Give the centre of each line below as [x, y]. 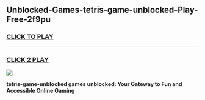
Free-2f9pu [28, 20]
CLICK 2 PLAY [27, 59]
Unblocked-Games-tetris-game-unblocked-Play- [102, 10]
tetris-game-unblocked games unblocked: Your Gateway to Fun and [94, 84]
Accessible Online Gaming [41, 90]
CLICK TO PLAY [30, 37]
